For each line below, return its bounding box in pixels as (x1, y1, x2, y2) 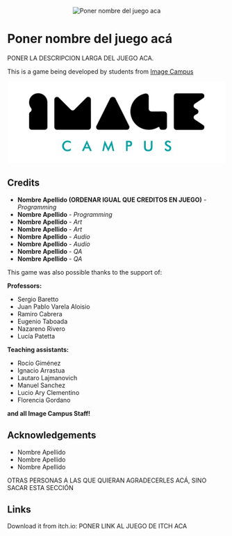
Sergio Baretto (17, 295, 59, 303)
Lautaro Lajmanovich (17, 373, 78, 382)
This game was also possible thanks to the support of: (7, 268, 163, 276)
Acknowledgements (7, 430, 97, 441)
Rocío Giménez (17, 359, 61, 367)
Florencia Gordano (17, 396, 71, 404)
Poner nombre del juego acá (7, 31, 173, 47)
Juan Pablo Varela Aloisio (17, 302, 90, 311)
